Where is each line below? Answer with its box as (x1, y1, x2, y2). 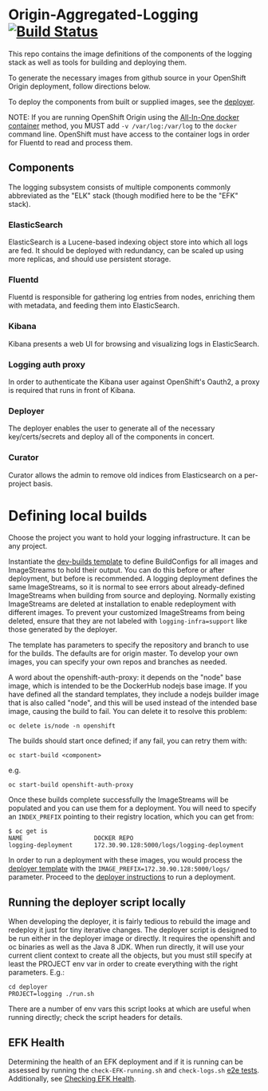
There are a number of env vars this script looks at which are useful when (8, 1004, 251, 1014)
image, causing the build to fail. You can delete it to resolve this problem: (8, 707, 247, 716)
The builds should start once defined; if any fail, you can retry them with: (8, 736, 247, 746)
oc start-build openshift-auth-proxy (8, 781, 134, 789)
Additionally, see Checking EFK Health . (8, 1074, 137, 1084)
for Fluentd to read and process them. (8, 137, 133, 147)
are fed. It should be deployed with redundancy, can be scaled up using (8, 246, 244, 256)
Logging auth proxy (8, 359, 86, 370)
